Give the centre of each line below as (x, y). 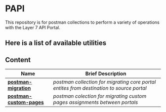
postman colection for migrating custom (100, 96)
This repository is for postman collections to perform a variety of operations (82, 22)
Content (18, 60)
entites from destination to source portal (100, 88)
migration (19, 88)
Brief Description (106, 74)
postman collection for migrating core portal (104, 82)
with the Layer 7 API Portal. (33, 27)
